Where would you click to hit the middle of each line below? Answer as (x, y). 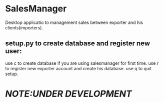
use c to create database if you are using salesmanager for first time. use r (82, 63)
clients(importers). (24, 27)
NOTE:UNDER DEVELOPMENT (68, 94)
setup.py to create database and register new (78, 44)
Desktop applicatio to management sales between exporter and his (74, 22)
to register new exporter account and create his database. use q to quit (78, 68)
